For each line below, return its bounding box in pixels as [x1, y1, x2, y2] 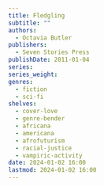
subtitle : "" [8, 19, 51, 27]
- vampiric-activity [15, 151, 83, 159]
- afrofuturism [15, 136, 65, 145]
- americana [15, 129, 55, 137]
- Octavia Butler [15, 33, 72, 42]
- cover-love [15, 108, 58, 116]
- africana [15, 122, 51, 130]
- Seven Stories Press [15, 48, 90, 56]
